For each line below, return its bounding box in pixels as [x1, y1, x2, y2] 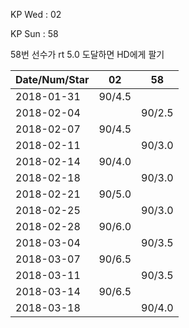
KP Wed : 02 [10, 9, 62, 20]
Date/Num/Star [15, 73, 90, 86]
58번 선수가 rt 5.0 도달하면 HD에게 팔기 [10, 49, 165, 60]
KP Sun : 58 [10, 28, 59, 39]
